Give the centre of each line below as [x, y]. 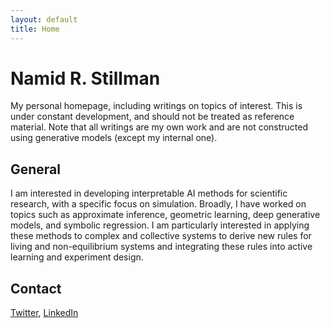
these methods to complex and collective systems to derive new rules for [161, 236]
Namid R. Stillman [85, 78]
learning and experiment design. [77, 257]
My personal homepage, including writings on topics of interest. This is [156, 106]
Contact [36, 288]
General [36, 169]
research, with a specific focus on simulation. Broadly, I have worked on [158, 204]
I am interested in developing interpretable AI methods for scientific [149, 193]
